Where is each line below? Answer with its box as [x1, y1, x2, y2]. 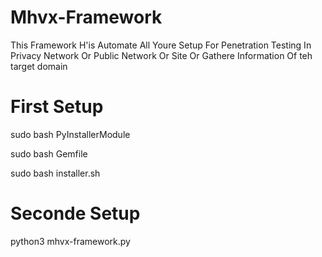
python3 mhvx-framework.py [10, 235, 131, 247]
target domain [10, 60, 68, 72]
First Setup [10, 96, 104, 118]
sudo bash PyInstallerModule [10, 128, 131, 140]
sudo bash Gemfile [10, 147, 88, 160]
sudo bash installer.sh [10, 167, 101, 179]
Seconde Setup [10, 202, 141, 225]
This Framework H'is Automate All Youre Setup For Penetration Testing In [10, 39, 312, 51]
